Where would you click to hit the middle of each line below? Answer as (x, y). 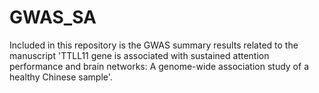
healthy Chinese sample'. (61, 77)
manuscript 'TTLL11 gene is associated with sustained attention (139, 55)
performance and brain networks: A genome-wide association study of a (159, 66)
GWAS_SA (53, 17)
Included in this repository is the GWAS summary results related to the (154, 45)
